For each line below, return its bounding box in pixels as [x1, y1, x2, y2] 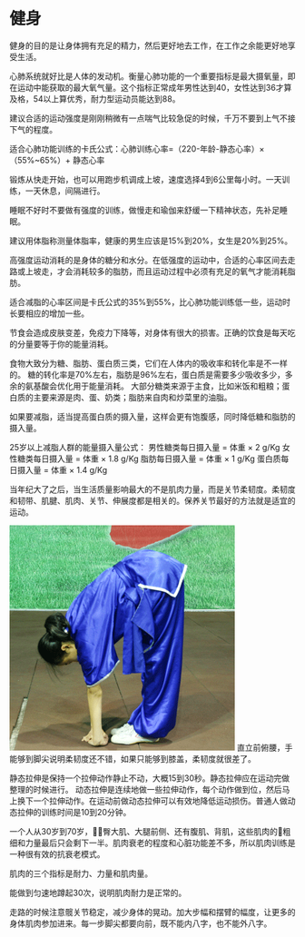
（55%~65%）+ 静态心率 [9, 154, 105, 165]
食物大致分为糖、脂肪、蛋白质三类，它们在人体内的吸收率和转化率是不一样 [9, 358, 288, 369]
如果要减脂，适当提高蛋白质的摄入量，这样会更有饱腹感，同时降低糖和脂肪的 [9, 410, 296, 422]
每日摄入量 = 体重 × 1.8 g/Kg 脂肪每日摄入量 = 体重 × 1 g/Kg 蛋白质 [33, 453, 281, 464]
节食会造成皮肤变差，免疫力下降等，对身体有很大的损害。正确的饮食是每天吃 [9, 327, 296, 338]
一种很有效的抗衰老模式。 [9, 848, 105, 859]
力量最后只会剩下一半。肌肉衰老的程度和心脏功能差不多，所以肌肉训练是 [25, 837, 296, 848]
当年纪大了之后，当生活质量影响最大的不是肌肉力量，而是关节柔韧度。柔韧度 [9, 483, 296, 495]
